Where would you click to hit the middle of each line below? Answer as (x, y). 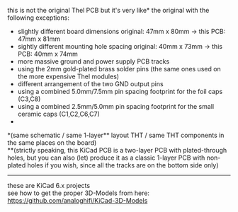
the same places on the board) (52, 143)
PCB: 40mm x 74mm (47, 54)
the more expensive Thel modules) (68, 76)
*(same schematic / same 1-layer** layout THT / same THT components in (116, 135)
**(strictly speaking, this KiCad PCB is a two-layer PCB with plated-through (117, 150)
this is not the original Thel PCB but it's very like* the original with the (108, 10)
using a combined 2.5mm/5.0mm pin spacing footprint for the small (116, 106)
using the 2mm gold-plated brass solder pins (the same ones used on (119, 69)
